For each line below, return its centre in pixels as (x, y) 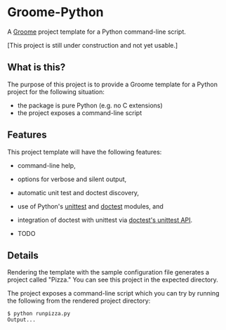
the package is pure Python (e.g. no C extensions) (90, 105)
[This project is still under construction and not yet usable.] (93, 45)
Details (23, 255)
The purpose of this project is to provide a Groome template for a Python (112, 84)
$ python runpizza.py (39, 314)
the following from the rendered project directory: (79, 301)
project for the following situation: (56, 91)
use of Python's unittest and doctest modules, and (90, 206)
